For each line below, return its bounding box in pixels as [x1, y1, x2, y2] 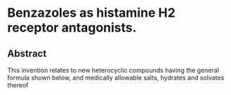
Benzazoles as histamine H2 [7, 5, 176, 21]
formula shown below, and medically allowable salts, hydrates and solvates [7, 73, 225, 82]
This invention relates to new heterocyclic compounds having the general [7, 66, 220, 74]
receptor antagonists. [7, 20, 137, 36]
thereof [7, 81, 29, 89]
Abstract [7, 47, 47, 59]
